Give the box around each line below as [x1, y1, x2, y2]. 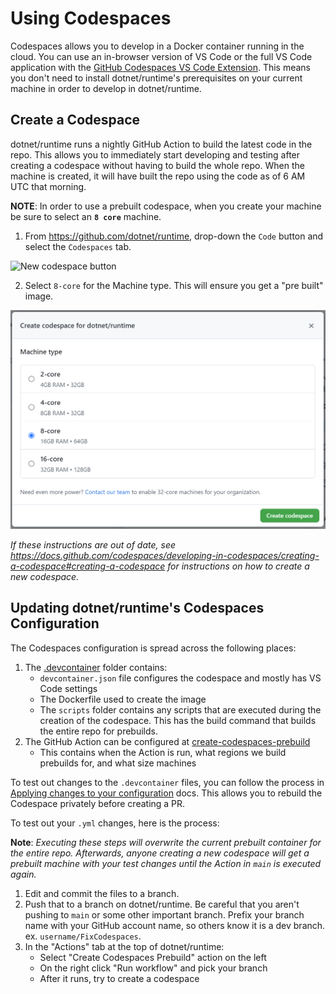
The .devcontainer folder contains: [24, 661, 168, 673]
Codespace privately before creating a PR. [10, 797, 186, 809]
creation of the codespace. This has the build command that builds [39, 714, 317, 726]
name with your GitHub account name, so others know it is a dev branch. [24, 919, 326, 931]
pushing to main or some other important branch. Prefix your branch [24, 908, 305, 921]
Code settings [39, 682, 98, 694]
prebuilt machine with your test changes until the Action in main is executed [10, 857, 322, 869]
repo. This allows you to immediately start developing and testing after [10, 148, 301, 161]
